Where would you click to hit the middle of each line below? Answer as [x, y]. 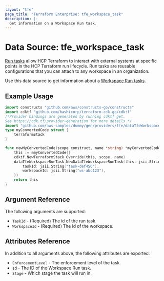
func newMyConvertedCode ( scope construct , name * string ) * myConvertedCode [83, 148]
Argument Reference [38, 200]
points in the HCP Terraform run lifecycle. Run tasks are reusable [70, 66]
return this [26, 180]
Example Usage [29, 96]
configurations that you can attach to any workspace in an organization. [77, 71]
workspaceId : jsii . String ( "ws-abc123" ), [64, 171]
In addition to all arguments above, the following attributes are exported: [78, 253]
